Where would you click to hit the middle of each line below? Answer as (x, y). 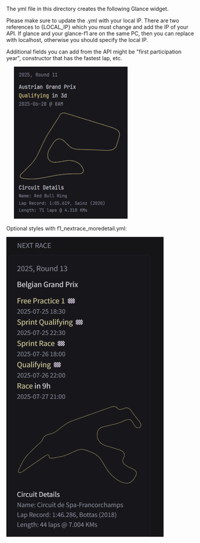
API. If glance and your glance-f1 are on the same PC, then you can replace (100, 33)
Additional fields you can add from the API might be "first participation (94, 52)
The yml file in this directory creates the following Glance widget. (88, 9)
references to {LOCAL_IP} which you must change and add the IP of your (98, 27)
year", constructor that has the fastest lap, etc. (64, 58)
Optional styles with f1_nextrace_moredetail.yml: (67, 228)
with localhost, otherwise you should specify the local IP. (77, 40)
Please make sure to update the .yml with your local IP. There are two (93, 20)
